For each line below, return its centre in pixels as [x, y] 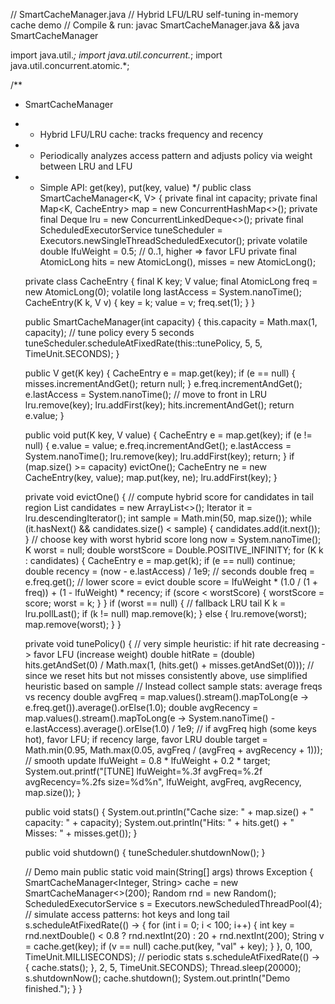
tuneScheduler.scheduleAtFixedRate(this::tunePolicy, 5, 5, [143, 343]
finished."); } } [53, 988]
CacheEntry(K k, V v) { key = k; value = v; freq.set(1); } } [140, 302]
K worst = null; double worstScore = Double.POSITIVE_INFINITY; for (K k [174, 550]
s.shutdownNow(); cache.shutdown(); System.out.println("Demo [157, 978]
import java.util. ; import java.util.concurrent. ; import [116, 55]
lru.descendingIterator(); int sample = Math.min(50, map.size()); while [168, 518]
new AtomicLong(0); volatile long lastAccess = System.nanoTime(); [163, 292]
